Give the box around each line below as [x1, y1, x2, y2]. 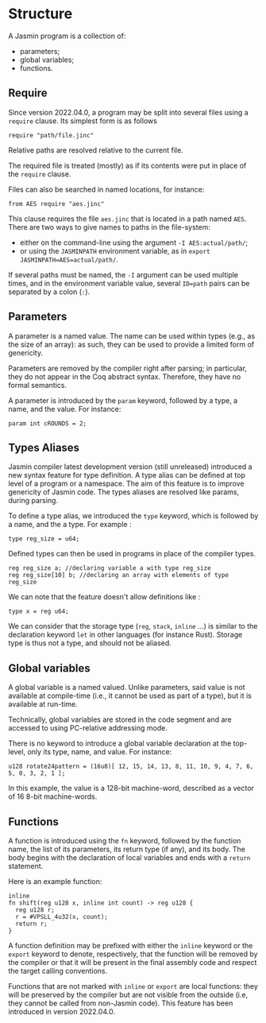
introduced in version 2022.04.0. [8, 1007, 115, 1016]
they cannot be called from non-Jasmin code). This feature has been [8, 998, 233, 1008]
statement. [8, 862, 44, 870]
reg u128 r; [15, 906, 56, 914]
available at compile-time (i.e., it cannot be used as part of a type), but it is [8, 691, 252, 700]
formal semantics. [8, 380, 67, 389]
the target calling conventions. [8, 967, 108, 975]
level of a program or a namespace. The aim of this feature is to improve [8, 479, 245, 489]
